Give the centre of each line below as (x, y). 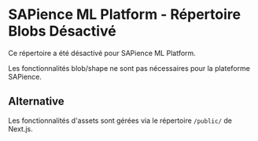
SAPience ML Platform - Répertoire (125, 15)
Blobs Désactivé (62, 31)
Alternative (36, 101)
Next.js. (20, 128)
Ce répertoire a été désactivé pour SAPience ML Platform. (102, 53)
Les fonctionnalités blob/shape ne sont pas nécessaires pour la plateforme (129, 68)
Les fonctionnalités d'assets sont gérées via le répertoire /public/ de (120, 121)
